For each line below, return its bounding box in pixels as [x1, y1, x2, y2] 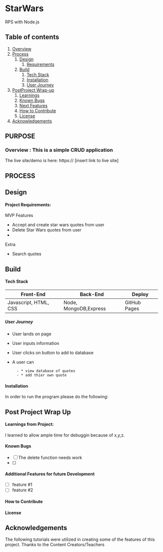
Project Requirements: [5, 202, 51, 208]
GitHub [125, 299, 141, 306]
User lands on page [12, 331, 52, 337]
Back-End [80, 291, 104, 298]
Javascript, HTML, [7, 299, 49, 306]
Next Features [19, 102, 48, 108]
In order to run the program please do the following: [5, 394, 109, 400]
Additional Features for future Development [5, 471, 95, 477]
